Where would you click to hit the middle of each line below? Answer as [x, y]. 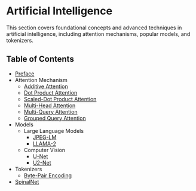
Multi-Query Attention [50, 111]
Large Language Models [54, 131]
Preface [24, 74]
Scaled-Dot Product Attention [60, 99]
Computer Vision [45, 150]
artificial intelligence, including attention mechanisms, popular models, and [98, 34]
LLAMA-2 [45, 143]
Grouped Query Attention [55, 118]
